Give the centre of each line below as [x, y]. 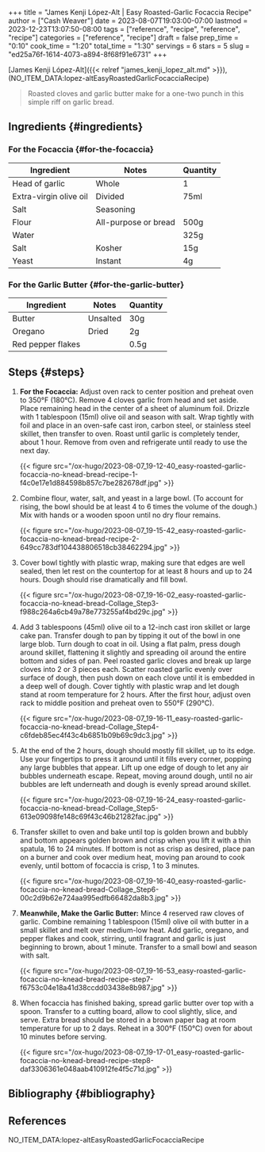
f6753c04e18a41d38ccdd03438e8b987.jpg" [92, 987]
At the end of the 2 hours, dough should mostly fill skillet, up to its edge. [137, 751]
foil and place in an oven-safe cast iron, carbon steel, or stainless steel [135, 425]
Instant [108, 260]
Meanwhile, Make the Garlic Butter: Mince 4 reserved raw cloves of [132, 913]
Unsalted [104, 318]
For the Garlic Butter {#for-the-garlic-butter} [96, 284]
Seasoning [115, 209]
